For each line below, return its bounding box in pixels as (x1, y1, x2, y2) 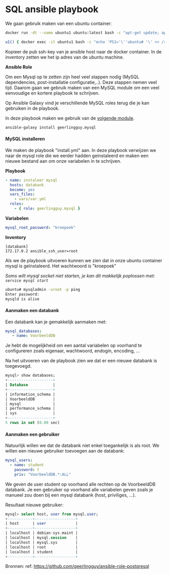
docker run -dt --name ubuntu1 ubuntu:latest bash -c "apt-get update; (5, 30, 159, 35)
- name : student (10, 463, 44, 468)
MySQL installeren (5, 136, 45, 142)
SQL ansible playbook (5, 4, 99, 15)
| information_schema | (5, 391, 56, 397)
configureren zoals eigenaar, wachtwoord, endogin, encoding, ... (5, 348, 140, 354)
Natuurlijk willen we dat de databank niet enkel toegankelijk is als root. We (5, 442, 159, 448)
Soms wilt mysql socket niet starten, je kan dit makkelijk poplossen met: (5, 273, 155, 279)
